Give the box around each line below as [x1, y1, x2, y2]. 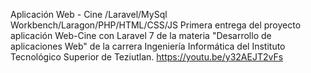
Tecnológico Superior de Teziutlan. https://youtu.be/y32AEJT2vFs [10, 51, 284, 63]
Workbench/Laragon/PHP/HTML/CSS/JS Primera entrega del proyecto [10, 19, 302, 31]
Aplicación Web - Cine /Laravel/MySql [10, 9, 168, 20]
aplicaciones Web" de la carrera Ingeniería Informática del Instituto [10, 40, 286, 52]
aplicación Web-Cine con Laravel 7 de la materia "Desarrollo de [10, 30, 272, 41]
